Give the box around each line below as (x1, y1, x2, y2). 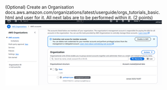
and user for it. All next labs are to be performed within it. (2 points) (15, 15, 153, 20)
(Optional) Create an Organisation (5, 4, 75, 10)
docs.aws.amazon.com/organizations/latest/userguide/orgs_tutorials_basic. (5, 9, 161, 15)
